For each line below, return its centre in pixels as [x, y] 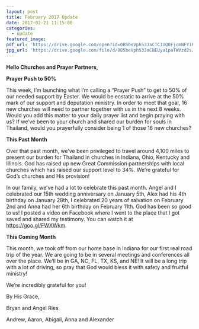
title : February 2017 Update [42, 17]
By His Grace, [23, 296]
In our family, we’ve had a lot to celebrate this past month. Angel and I [91, 187]
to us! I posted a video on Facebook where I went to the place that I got [93, 213]
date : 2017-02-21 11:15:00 [39, 23]
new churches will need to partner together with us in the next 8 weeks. [94, 109]
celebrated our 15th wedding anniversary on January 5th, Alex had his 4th [96, 194]
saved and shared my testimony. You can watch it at [70, 219]
